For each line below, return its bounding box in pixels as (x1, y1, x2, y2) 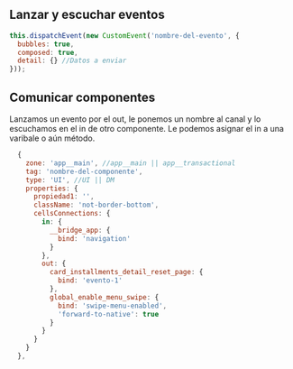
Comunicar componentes (9, 89, 156, 105)
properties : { (25, 184, 78, 193)
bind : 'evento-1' (57, 276, 124, 285)
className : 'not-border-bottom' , (32, 200, 160, 210)
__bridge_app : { (49, 226, 111, 235)
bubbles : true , (17, 40, 75, 49)
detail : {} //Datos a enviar (17, 56, 127, 66)
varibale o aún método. (9, 133, 96, 143)
